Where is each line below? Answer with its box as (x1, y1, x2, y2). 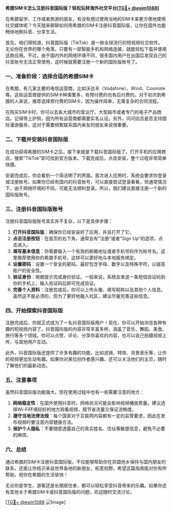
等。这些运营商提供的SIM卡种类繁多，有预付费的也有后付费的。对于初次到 (5, 92, 162, 98)
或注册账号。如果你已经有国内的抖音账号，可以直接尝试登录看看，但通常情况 (5, 179, 167, 185)
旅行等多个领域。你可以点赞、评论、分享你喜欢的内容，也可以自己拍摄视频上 (5, 332, 167, 338)
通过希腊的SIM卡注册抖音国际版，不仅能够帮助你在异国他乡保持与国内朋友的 (5, 458, 166, 465)
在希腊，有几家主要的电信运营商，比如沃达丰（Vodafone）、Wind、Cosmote (5, 86, 165, 92)
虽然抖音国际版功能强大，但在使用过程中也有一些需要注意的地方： (5, 389, 144, 395)
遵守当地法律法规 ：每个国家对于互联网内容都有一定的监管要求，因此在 (12, 413, 161, 419)
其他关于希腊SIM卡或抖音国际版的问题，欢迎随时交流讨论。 (9, 488, 135, 495)
